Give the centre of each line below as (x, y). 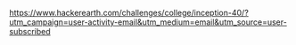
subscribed (30, 31)
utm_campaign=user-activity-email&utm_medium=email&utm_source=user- (148, 22)
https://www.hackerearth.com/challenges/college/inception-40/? (129, 13)
